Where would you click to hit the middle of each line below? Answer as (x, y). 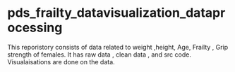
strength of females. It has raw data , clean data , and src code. (100, 55)
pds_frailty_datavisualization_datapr (116, 13)
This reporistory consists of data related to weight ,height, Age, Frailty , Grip (118, 47)
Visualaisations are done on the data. (61, 62)
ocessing (35, 28)
